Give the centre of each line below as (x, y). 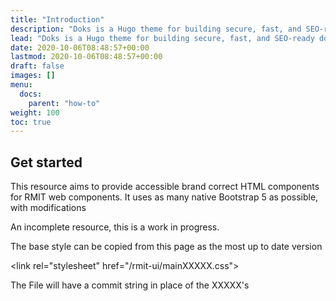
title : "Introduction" (57, 19)
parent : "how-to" (64, 103)
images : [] (33, 76)
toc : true (31, 122)
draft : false (37, 66)
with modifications (48, 208)
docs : (31, 94)
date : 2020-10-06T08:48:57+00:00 (80, 47)
